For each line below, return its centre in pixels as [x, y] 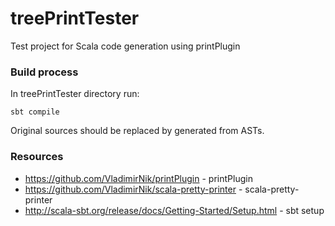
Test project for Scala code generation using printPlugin [125, 46]
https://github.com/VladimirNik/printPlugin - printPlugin [138, 178]
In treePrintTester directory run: [75, 94]
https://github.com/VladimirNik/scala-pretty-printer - [133, 189]
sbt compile [35, 112]
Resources [37, 157]
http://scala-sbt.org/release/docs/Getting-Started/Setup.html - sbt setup [174, 210]
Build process [44, 72]
